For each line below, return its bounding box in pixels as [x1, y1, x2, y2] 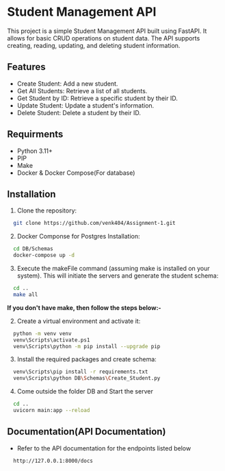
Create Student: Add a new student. [16, 80, 118, 88]
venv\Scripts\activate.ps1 [13, 337, 90, 343]
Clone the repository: [16, 206, 77, 215]
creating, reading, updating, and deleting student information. [7, 41, 181, 49]
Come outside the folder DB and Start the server [16, 387, 154, 396]
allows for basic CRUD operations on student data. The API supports [7, 34, 200, 42]
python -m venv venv [13, 330, 72, 337]
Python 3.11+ [16, 147, 53, 155]
